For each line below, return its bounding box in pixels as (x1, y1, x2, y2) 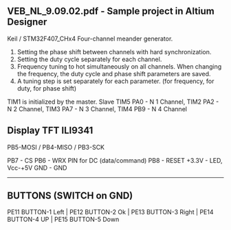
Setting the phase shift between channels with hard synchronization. (16, 47, 212, 56)
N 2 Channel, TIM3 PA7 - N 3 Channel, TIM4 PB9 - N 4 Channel (7, 104, 188, 113)
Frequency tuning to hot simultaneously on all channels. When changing (16, 62, 222, 71)
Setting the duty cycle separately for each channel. (16, 55, 162, 63)
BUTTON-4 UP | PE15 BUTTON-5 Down (7, 216, 120, 224)
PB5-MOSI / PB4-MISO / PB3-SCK (7, 143, 105, 151)
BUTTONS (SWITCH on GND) (7, 190, 133, 202)
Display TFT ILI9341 (7, 125, 93, 137)
